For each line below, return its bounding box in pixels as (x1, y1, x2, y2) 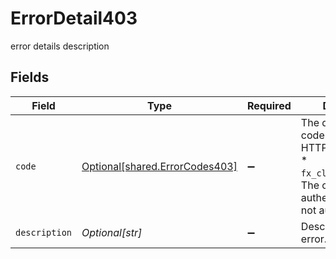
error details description (10, 40, 110, 52)
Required (246, 98, 292, 112)
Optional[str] (81, 225, 143, 239)
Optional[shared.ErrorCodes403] (81, 159, 238, 173)
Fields (10, 69, 50, 86)
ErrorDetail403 (10, 7, 138, 30)
